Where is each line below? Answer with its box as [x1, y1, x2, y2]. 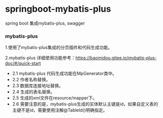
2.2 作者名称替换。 [12, 77, 51, 83]
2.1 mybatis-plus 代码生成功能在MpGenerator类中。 [12, 71, 117, 76]
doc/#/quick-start [5, 60, 41, 67]
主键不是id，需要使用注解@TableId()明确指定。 [12, 107, 107, 113]
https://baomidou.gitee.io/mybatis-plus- [75, 55, 157, 61]
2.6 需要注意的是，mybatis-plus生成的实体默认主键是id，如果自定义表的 [12, 101, 159, 107]
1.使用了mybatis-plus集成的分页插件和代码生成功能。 [5, 45, 112, 50]
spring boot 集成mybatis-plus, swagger [5, 20, 85, 26]
